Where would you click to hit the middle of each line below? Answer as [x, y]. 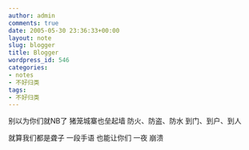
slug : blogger [32, 45]
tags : [17, 90]
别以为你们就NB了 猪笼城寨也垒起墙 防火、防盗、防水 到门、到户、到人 [125, 121]
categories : [28, 68]
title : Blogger [34, 53]
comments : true [34, 23]
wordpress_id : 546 [39, 61]
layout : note [30, 38]
